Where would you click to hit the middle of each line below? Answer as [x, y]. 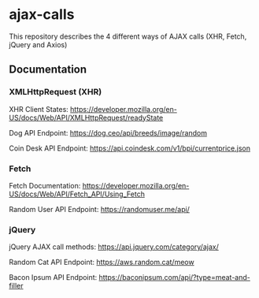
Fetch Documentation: [45, 185]
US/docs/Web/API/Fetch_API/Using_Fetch [77, 194]
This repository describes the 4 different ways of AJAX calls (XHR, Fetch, [128, 36]
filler [16, 286]
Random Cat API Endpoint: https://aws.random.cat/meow [102, 263]
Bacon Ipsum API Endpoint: [53, 278]
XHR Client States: [39, 109]
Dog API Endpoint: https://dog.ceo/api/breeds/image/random [108, 132]
